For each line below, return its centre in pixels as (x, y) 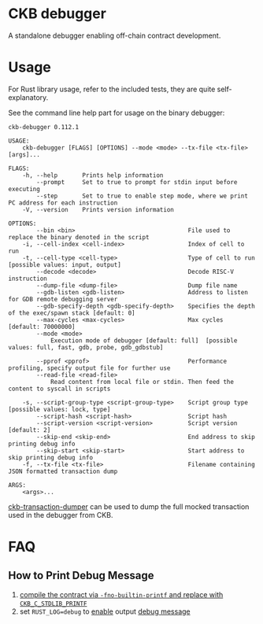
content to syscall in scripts (59, 389)
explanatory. (28, 97)
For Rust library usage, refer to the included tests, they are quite (112, 89)
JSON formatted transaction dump (63, 471)
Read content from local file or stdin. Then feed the (142, 382)
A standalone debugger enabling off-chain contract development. (115, 35)
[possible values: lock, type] (59, 409)
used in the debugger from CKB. (61, 515)
